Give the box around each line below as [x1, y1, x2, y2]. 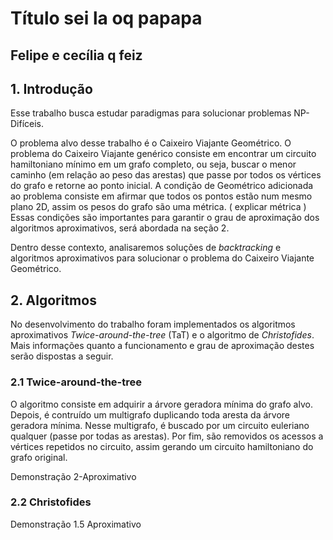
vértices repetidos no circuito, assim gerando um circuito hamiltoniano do [10, 440, 314, 452]
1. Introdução [10, 80, 93, 97]
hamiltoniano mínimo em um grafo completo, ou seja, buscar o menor [10, 158, 297, 171]
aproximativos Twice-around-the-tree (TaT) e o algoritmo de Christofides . [10, 329, 315, 341]
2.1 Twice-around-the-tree [10, 375, 142, 389]
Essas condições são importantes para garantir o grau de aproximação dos [10, 212, 320, 224]
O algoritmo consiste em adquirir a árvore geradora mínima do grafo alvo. [10, 398, 313, 410]
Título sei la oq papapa [10, 7, 203, 30]
